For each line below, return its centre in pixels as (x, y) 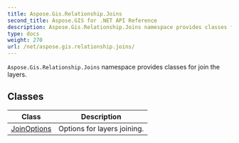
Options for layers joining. (101, 128)
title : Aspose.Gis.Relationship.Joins (65, 14)
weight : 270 (25, 40)
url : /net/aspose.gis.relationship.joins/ (71, 47)
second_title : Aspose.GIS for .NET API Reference (83, 21)
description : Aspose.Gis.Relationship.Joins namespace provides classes (117, 27)
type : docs (23, 34)
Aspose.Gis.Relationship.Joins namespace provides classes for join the (114, 67)
